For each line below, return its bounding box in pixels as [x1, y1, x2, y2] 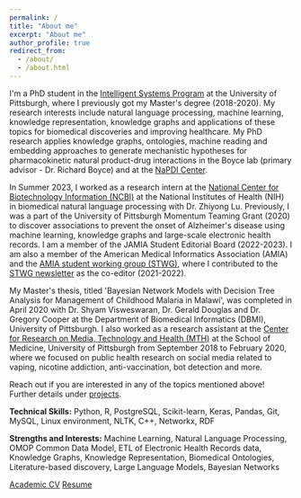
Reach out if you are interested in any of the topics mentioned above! [9, 378, 265, 389]
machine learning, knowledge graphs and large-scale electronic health [9, 229, 271, 240]
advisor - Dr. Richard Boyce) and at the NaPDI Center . [9, 164, 208, 175]
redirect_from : [9, 47, 66, 56]
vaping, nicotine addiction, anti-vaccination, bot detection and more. [9, 361, 263, 372]
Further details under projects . [9, 388, 122, 399]
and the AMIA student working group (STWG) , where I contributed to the [9, 258, 279, 269]
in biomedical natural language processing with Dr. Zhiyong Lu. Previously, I [9, 200, 290, 211]
